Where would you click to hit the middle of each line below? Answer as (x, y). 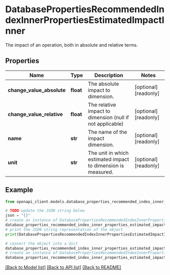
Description (109, 75)
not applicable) (106, 124)
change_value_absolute (37, 90)
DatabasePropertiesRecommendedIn (85, 9)
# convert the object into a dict (42, 244)
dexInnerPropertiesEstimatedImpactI (85, 20)
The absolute (103, 84)
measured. (100, 172)
